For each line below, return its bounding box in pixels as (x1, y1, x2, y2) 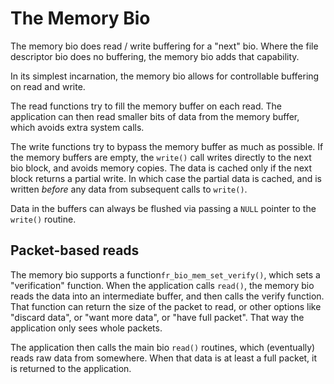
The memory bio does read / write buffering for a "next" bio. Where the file (10, 40, 319, 52)
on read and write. (10, 80, 86, 92)
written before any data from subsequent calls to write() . (10, 183, 248, 195)
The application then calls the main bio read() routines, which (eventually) (10, 341, 316, 353)
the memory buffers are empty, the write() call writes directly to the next (10, 151, 312, 163)
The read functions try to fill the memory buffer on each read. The (10, 100, 282, 112)
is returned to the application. (10, 362, 132, 374)
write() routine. (10, 213, 77, 225)
